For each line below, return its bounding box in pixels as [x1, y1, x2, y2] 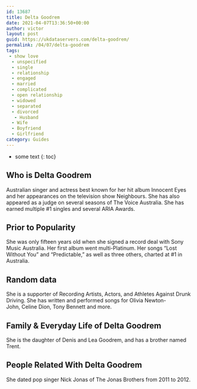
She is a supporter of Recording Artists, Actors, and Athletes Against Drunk [6, 290, 191, 298]
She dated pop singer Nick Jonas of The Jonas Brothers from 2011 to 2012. [6, 376, 191, 383]
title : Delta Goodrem [6, 14, 60, 20]
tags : [6, 48, 20, 54]
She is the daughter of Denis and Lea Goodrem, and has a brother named [6, 336, 187, 344]
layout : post [6, 31, 39, 37]
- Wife [11, 120, 28, 126]
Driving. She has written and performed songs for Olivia [6, 297, 143, 304]
